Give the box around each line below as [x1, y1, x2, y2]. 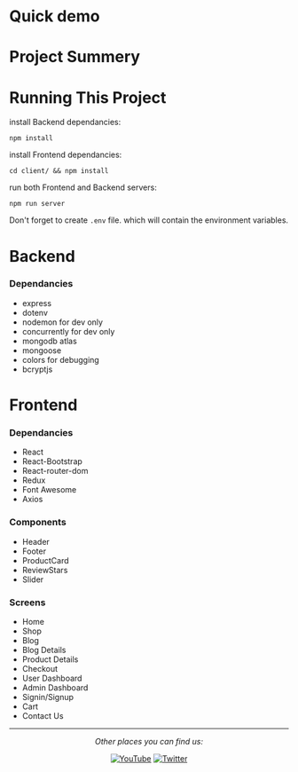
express [21, 297, 51, 308]
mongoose [21, 344, 62, 356]
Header [21, 536, 51, 547]
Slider [21, 574, 44, 585]
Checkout [21, 663, 59, 674]
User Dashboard [21, 673, 82, 683]
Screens [9, 596, 46, 609]
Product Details [21, 654, 79, 665]
